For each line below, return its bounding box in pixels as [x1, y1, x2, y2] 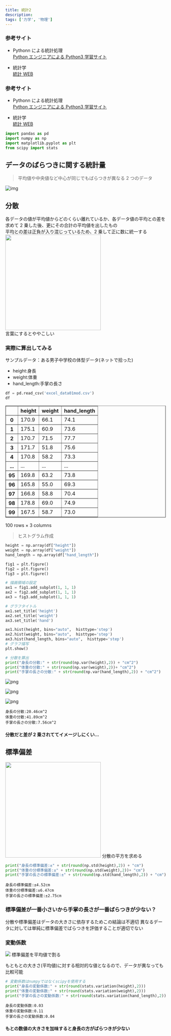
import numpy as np [5, 136, 47, 141]
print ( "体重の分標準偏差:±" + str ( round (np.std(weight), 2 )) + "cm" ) [5, 867, 145, 873]
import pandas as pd [5, 131, 49, 136]
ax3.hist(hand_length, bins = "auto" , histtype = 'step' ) [5, 636, 124, 642]
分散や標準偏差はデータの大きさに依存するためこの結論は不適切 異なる [5, 918, 154, 925]
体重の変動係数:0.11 [5, 1008, 44, 1014]
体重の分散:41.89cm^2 [5, 714, 47, 720]
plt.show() [5, 646, 28, 651]
